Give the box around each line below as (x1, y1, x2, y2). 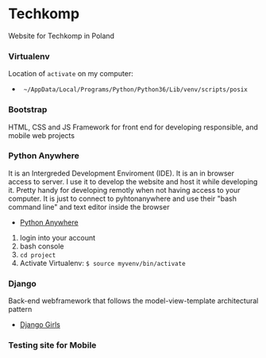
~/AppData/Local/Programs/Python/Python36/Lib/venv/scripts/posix (23, 86, 248, 94)
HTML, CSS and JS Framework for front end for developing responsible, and (8, 122, 258, 132)
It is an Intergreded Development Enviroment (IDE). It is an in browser (8, 168, 235, 178)
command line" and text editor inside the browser (8, 202, 170, 211)
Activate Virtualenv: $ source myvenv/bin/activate (19, 258, 186, 268)
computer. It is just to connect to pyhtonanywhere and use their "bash (8, 194, 237, 203)
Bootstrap (8, 104, 48, 115)
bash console (19, 241, 64, 251)
